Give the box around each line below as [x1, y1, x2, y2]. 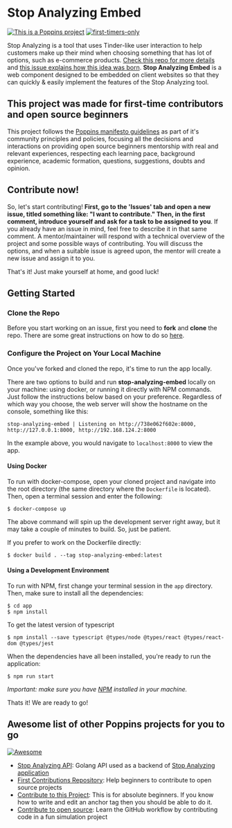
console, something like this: [7, 407, 89, 415]
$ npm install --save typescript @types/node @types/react [7, 633, 181, 641]
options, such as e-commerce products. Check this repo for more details [7, 55, 215, 64]
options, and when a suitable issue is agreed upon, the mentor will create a [7, 246, 222, 255]
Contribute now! [7, 184, 80, 196]
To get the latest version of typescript [7, 620, 114, 629]
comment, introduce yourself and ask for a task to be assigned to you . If [7, 217, 218, 226]
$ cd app [7, 602, 33, 609]
